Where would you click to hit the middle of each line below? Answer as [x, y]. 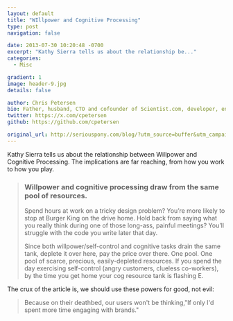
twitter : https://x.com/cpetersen [57, 116]
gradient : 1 [24, 77]
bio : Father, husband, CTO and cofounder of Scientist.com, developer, [113, 109]
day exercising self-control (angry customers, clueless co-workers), [121, 268]
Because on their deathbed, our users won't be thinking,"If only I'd [119, 303]
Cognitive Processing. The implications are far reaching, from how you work [116, 162]
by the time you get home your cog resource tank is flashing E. [114, 276]
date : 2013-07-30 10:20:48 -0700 [55, 46]
